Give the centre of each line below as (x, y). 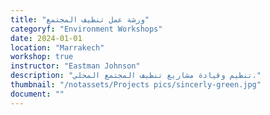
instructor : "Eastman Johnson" (75, 66)
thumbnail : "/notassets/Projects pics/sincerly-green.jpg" (136, 85)
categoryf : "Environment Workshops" (86, 29)
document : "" (37, 94)
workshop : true (42, 57)
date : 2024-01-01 (46, 38)
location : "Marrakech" (57, 47)
